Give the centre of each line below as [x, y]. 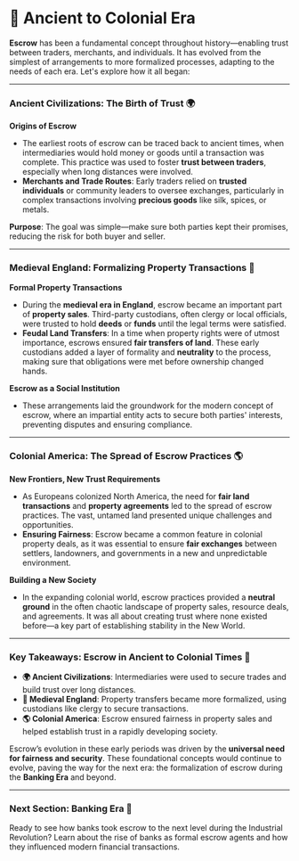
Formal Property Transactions [66, 287]
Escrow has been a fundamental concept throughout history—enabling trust [149, 43]
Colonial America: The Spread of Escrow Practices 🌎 [126, 456]
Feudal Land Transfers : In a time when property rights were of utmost [151, 332]
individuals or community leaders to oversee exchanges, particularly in [153, 191]
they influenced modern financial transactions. [95, 847]
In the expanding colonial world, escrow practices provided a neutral [149, 597]
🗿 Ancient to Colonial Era [102, 18]
